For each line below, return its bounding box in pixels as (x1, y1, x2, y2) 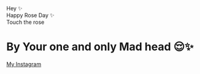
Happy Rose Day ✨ (6, 12, 55, 19)
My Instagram (6, 60, 42, 68)
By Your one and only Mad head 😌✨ (6, 40, 194, 54)
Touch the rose (6, 18, 45, 26)
